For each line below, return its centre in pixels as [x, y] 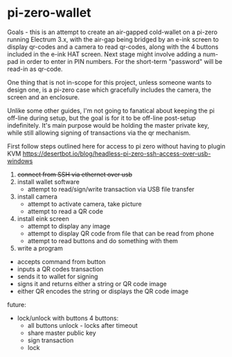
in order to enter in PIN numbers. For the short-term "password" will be [121, 61]
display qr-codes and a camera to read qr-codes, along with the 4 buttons [113, 47]
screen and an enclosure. [43, 97]
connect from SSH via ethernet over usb [75, 174]
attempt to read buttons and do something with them [103, 240]
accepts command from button [61, 261]
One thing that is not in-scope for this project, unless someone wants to [109, 82]
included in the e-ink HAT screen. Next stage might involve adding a [104, 54]
